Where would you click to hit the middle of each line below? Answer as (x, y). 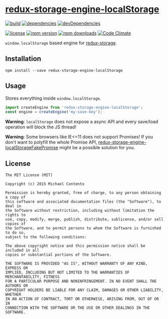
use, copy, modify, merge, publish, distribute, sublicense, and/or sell (85, 219)
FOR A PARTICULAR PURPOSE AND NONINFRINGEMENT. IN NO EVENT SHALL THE (81, 282)
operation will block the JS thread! (41, 127)
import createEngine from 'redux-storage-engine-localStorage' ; (74, 107)
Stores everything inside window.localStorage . (53, 98)
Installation (23, 59)
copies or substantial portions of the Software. (59, 255)
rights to (16, 215)
